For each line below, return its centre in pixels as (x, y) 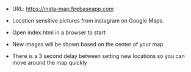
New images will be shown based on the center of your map (88, 44)
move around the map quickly (49, 63)
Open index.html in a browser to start (59, 32)
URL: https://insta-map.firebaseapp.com (63, 9)
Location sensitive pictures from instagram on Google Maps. (88, 20)
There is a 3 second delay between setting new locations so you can (98, 56)
